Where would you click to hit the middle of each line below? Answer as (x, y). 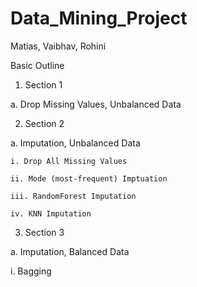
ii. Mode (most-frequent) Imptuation (89, 178)
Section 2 (44, 123)
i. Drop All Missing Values (69, 161)
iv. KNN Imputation (51, 213)
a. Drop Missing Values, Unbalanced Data (96, 104)
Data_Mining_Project (99, 18)
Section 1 (43, 84)
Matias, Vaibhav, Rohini (58, 46)
